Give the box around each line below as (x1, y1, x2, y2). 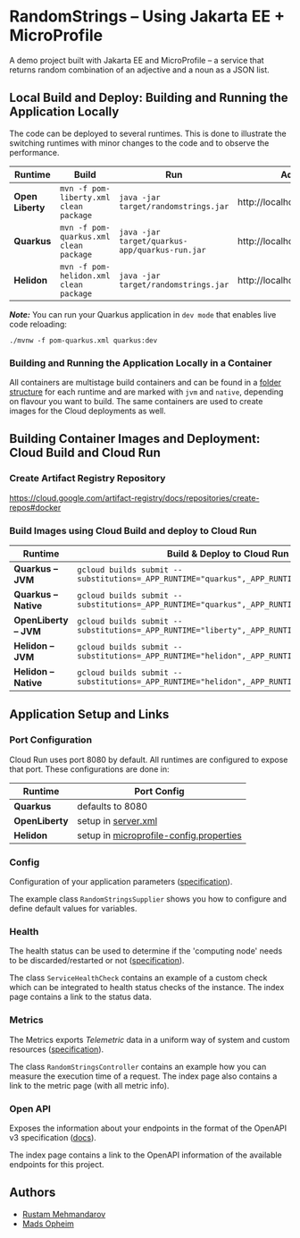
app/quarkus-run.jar (119, 244, 207, 255)
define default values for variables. (9, 903, 137, 914)
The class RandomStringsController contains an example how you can (9, 1061, 267, 1072)
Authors (9, 1185, 56, 1200)
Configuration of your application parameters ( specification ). (9, 877, 233, 887)
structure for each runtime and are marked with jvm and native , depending (9, 386, 284, 397)
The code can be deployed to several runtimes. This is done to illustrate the (9, 128, 287, 139)
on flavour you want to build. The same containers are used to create (9, 396, 263, 407)
